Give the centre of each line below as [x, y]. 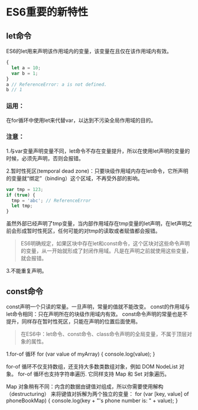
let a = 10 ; [26, 68]
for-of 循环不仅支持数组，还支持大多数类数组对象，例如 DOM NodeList [92, 367]
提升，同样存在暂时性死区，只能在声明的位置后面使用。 [73, 322]
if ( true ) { [21, 195]
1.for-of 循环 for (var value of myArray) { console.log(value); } [81, 354]
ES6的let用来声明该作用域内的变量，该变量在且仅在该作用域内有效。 [89, 51]
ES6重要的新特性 [47, 12]
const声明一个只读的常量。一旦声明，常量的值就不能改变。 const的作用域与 [98, 307]
